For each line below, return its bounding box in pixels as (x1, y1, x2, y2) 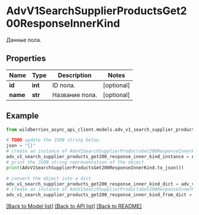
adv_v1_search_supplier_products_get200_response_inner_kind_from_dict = (6, 192, 192, 198)
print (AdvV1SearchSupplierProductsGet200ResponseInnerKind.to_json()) (6, 165, 184, 171)
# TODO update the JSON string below (6, 137, 99, 143)
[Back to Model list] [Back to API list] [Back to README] (6, 203, 142, 210)
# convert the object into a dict (6, 175, 92, 181)
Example (6, 111, 39, 121)
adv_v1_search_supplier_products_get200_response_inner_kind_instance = (6, 154, 190, 160)
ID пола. (52, 81, 76, 89)
